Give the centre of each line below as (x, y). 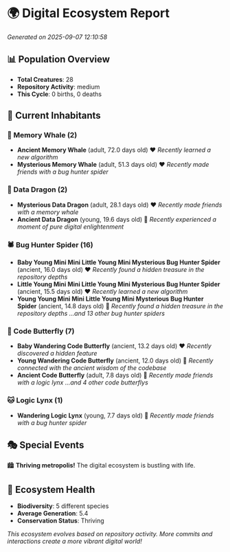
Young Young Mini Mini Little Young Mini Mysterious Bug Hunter (110, 299)
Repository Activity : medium (58, 87)
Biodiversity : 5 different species (63, 506)
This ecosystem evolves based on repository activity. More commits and (110, 534)
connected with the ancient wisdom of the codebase (92, 368)
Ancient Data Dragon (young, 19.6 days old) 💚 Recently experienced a (117, 219)
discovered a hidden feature (57, 354)
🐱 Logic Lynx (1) (35, 400)
